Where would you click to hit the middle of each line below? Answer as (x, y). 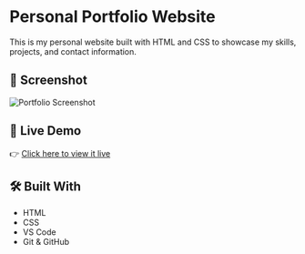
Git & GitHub (46, 242)
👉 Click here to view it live (60, 153)
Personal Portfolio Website (112, 17)
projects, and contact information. (73, 51)
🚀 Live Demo (46, 131)
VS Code (39, 232)
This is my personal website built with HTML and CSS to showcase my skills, (153, 42)
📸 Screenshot (49, 81)
